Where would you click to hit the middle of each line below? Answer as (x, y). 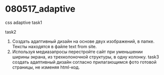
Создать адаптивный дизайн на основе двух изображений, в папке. (83, 41)
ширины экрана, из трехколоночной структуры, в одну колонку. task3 (85, 56)
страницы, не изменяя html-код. (46, 67)
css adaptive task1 (24, 22)
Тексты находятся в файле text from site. (54, 46)
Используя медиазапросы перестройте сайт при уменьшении (77, 52)
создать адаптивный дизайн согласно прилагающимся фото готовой (84, 62)
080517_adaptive (40, 9)
